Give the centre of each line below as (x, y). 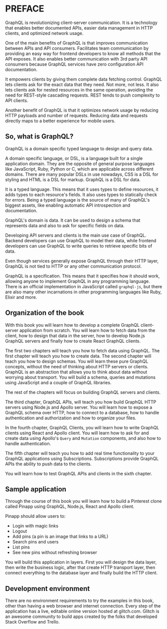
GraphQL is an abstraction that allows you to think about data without (76, 372)
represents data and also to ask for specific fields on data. (65, 225)
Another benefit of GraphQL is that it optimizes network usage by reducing (82, 110)
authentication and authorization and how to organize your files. (71, 418)
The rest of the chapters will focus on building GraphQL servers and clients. (83, 392)
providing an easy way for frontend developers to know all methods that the (83, 54)
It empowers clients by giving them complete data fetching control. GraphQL (84, 79)
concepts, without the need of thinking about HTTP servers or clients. (77, 366)
